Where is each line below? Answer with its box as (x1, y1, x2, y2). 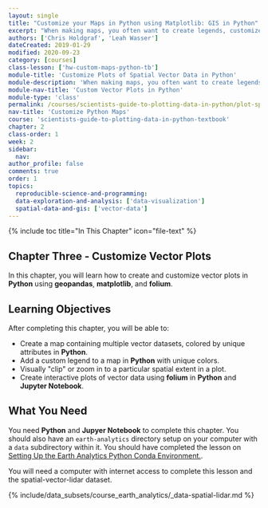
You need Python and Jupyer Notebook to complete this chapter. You (8, 425, 239, 435)
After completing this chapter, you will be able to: (8, 324, 170, 333)
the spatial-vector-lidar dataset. (8, 475, 112, 484)
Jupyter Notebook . (19, 381, 85, 391)
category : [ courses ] (8, 57, 77, 65)
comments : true (8, 167, 59, 175)
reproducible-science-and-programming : (15, 189, 148, 198)
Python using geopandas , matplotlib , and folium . (8, 279, 173, 289)
